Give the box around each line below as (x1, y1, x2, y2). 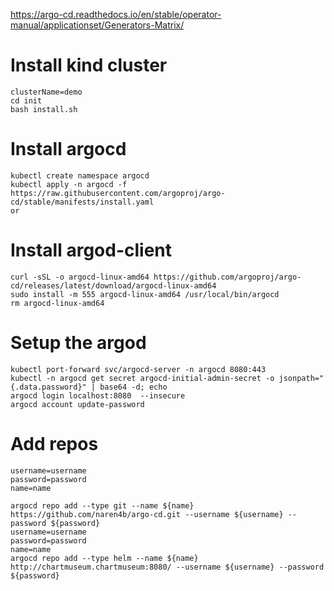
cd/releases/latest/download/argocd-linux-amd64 (10, 280, 217, 291)
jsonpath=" (278, 373, 325, 383)
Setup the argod (10, 332, 147, 354)
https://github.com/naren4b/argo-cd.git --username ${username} (10, 509, 284, 519)
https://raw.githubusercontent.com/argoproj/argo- (10, 188, 226, 198)
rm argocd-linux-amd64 (10, 298, 105, 308)
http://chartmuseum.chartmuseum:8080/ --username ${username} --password (10, 562, 325, 572)
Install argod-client (10, 239, 173, 262)
